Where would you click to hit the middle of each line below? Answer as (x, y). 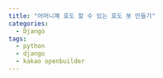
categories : (28, 24)
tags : (17, 39)
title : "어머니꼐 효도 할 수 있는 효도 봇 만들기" (82, 16)
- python (30, 46)
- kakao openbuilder (50, 62)
